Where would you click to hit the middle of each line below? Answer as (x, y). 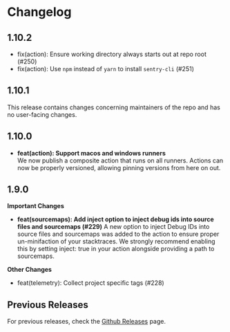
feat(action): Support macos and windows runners (91, 153)
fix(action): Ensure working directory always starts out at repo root (112, 54)
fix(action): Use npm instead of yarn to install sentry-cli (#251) (106, 69)
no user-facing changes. (42, 114)
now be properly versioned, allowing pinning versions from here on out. (119, 167)
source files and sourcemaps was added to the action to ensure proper (118, 234)
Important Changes (36, 206)
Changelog (39, 12)
